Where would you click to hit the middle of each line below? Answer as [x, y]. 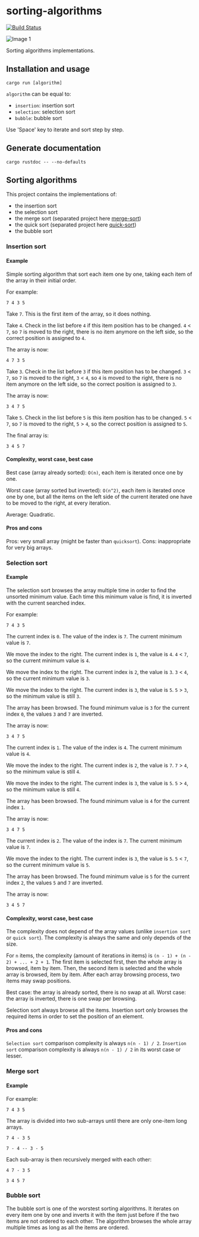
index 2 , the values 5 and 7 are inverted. [55, 883]
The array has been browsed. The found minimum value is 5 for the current [98, 876]
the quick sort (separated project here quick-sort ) [75, 225]
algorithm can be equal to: [39, 94]
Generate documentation [53, 148]
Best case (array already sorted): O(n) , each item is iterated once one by [95, 472]
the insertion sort [36, 206]
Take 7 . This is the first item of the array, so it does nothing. [79, 314]
